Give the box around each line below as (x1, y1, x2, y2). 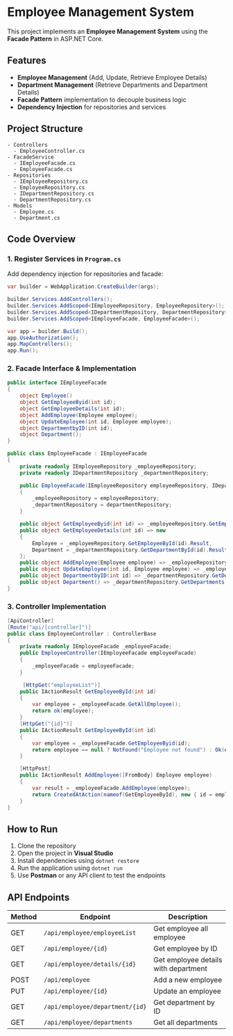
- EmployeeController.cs (13, 147, 85, 154)
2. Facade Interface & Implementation (7, 364, 137, 373)
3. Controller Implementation (7, 601, 106, 611)
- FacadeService (7, 154, 54, 161)
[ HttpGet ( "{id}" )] (19, 720, 73, 727)
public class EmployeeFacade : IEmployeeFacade (7, 450, 148, 458)
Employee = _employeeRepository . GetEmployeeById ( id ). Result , (32, 540, 213, 547)
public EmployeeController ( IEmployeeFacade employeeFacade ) (19, 649, 197, 657)
